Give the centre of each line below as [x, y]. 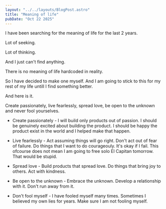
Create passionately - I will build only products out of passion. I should [84, 121]
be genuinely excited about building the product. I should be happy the [85, 126]
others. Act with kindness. [39, 171]
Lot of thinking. [21, 52]
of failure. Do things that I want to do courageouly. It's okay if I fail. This [85, 146]
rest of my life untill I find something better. [49, 86]
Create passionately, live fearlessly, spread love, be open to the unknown [80, 106]
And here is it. [19, 96]
